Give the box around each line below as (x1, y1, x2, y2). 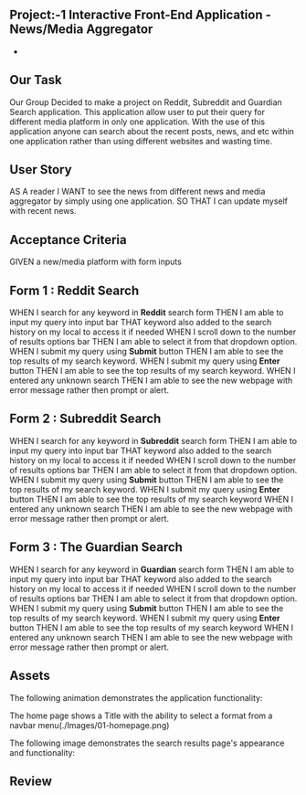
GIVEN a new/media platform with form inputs (9, 256, 183, 268)
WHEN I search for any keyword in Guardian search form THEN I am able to (9, 564, 295, 575)
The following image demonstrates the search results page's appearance (9, 737, 285, 748)
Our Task (9, 72, 62, 88)
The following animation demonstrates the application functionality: (9, 692, 263, 703)
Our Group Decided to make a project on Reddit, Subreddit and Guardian (9, 96, 283, 108)
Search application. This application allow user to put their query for (9, 106, 265, 117)
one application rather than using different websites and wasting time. (9, 135, 272, 146)
